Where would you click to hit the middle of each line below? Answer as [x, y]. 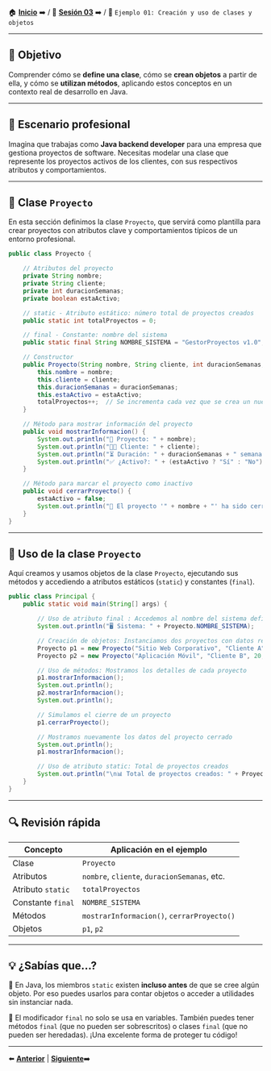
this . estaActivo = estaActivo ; [90, 394]
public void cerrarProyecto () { [77, 491]
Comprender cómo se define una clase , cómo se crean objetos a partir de [133, 74]
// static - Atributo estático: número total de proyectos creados [138, 313]
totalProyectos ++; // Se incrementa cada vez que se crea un [144, 402]
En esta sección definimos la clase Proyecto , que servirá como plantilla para [134, 222]
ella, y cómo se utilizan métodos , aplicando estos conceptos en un [120, 83]
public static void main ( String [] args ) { [95, 604]
